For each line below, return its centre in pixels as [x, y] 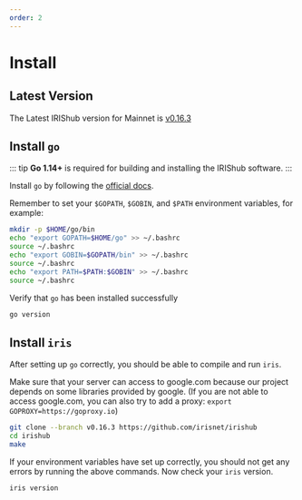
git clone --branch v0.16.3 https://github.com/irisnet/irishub [133, 427]
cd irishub [30, 436]
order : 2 [26, 18]
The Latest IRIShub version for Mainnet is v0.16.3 [101, 118]
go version [30, 314]
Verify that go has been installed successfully [94, 298]
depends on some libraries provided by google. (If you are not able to [139, 392]
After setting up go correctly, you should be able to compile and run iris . [146, 365]
